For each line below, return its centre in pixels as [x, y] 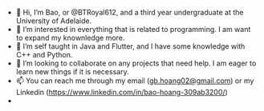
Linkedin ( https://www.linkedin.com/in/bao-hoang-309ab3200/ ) [122, 92]
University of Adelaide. [54, 21]
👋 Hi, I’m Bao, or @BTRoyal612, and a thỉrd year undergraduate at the [130, 12]
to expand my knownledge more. [70, 38]
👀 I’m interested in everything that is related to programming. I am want [133, 29]
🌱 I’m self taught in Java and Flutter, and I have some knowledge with [130, 46]
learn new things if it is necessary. [73, 71]
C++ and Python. [44, 55]
